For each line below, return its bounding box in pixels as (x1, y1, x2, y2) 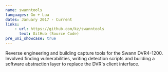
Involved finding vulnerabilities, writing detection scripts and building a (5, 55, 155, 61)
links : (5, 21, 20, 27)
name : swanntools (5, 7, 43, 13)
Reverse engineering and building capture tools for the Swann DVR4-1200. (5, 50, 163, 56)
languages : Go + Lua (5, 12, 50, 17)
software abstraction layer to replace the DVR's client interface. (5, 61, 140, 67)
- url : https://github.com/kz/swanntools (14, 27, 104, 32)
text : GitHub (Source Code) (18, 31, 80, 36)
